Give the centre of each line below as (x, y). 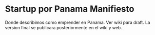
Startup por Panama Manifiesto (70, 9)
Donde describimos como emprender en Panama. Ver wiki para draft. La (77, 22)
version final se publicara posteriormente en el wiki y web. (64, 27)
